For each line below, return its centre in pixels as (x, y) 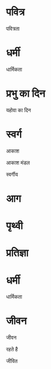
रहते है (12, 350)
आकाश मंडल (18, 162)
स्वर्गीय (12, 174)
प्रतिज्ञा (17, 253)
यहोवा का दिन (18, 110)
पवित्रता (13, 28)
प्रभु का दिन (26, 94)
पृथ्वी (15, 226)
